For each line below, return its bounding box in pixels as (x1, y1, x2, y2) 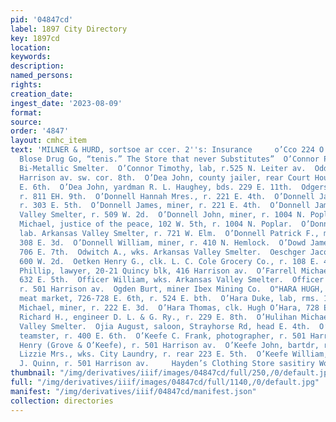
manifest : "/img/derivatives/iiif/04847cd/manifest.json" (10, 386, 257, 396)
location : (10, 42, 52, 53)
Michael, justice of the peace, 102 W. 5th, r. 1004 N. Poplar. (19, 219, 293, 230)
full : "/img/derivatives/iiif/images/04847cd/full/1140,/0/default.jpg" (10, 377, 320, 387)
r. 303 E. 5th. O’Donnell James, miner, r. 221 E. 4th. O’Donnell (19, 201, 311, 211)
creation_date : (10, 89, 74, 99)
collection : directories (10, 396, 114, 406)
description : (10, 61, 65, 71)
